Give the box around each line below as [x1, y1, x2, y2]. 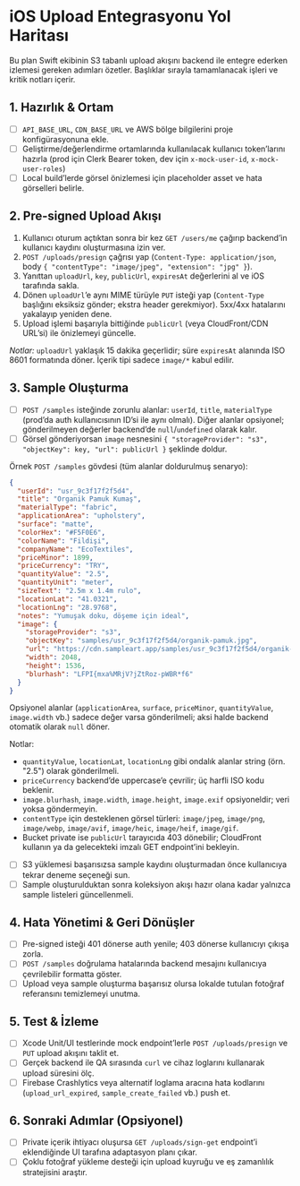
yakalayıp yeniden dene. [21, 308, 112, 319]
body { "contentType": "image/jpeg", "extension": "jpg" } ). [21, 261, 253, 271]
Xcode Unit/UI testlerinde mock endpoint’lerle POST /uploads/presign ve [21, 1037, 288, 1049]
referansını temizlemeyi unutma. [21, 988, 141, 999]
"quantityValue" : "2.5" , [17, 570, 110, 579]
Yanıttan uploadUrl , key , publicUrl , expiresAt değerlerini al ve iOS [21, 271, 265, 281]
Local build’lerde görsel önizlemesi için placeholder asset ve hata [21, 172, 262, 183]
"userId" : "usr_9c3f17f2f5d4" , [17, 486, 134, 495]
